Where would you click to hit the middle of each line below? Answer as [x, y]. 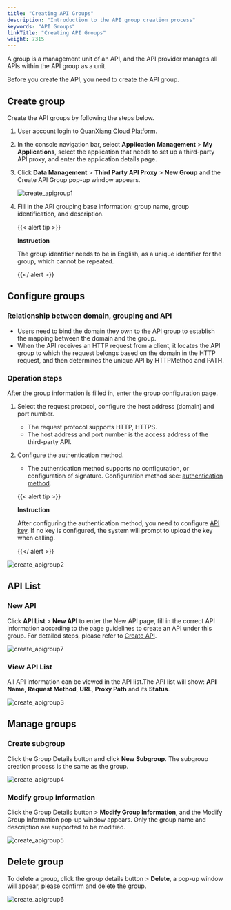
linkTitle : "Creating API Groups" [57, 33]
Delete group [36, 862]
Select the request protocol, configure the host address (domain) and [115, 406]
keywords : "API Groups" [41, 26]
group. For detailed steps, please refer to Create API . [82, 636]
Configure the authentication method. [70, 455]
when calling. [36, 538]
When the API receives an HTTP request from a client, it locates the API [119, 345]
